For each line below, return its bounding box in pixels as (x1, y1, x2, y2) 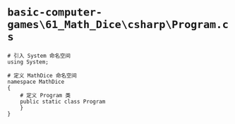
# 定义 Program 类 (20, 92, 71, 99)
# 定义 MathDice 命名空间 (7, 72, 78, 79)
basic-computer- (7, 6, 102, 19)
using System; (7, 58, 49, 66)
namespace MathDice (7, 78, 65, 85)
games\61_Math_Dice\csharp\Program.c (7, 18, 229, 32)
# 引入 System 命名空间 (7, 52, 71, 59)
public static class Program (20, 98, 106, 105)
